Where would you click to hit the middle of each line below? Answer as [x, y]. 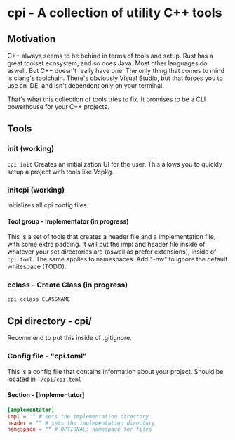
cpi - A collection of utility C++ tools [115, 13]
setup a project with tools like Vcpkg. [61, 172]
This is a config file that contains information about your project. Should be [115, 371]
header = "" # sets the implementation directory [81, 423]
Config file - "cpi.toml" [47, 356]
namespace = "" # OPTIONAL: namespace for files [80, 429]
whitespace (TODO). [37, 267]
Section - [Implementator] [46, 395]
